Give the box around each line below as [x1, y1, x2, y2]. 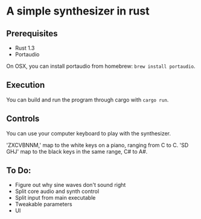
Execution [6, 80, 45, 90]
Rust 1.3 [14, 44, 35, 51]
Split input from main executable [14, 194, 96, 201]
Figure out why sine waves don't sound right [14, 181, 126, 189]
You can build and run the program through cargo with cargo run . [6, 96, 169, 103]
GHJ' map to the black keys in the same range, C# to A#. [6, 148, 148, 155]
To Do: [6, 165, 31, 176]
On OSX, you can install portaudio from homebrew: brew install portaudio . [6, 62, 196, 70]
